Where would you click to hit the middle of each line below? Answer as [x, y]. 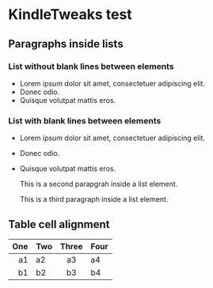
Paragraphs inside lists [66, 44]
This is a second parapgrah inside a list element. [99, 184]
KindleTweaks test [70, 15]
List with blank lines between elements [85, 120]
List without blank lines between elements [91, 66]
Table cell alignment [59, 224]
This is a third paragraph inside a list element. [94, 199]
